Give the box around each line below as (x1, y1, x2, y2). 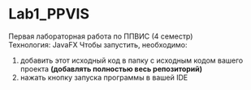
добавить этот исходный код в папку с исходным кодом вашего (19, 55, 244, 65)
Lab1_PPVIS (8, 5, 90, 23)
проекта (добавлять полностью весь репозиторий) (19, 63, 203, 73)
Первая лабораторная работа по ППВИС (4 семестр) (8, 31, 193, 41)
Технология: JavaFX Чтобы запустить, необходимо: (8, 39, 188, 49)
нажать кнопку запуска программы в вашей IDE (19, 72, 188, 82)
